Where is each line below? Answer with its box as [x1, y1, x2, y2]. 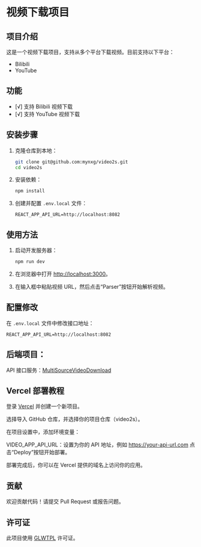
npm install [14, 188, 45, 194]
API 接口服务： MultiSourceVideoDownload [6, 366, 112, 374]
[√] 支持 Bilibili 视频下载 [14, 103, 73, 110]
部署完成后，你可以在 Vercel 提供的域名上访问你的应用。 [6, 462, 146, 469]
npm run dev [14, 259, 45, 265]
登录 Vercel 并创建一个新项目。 [6, 403, 83, 410]
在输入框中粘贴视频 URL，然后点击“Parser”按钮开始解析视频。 [14, 283, 169, 290]
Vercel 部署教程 [6, 386, 65, 396]
